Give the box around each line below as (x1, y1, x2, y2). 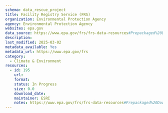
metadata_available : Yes (5, 44, 57, 49)
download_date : (14, 91, 46, 96)
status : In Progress (14, 81, 57, 86)
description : (5, 35, 32, 40)
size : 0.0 (14, 86, 35, 91)
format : (14, 77, 30, 82)
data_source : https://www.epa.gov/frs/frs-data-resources (5, 30, 128, 35)
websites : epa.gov (5, 26, 43, 31)
